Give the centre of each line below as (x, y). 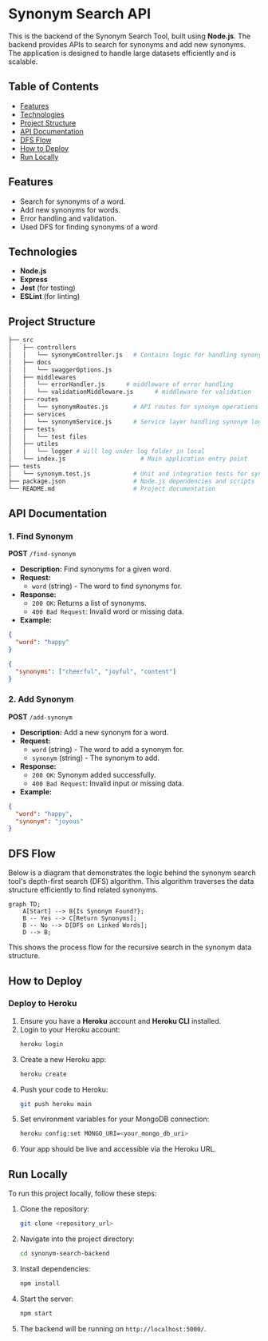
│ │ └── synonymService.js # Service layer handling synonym (128, 422)
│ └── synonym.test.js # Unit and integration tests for (128, 474)
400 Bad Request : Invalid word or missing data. (108, 611)
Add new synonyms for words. (70, 209)
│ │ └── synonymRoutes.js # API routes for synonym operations (134, 407)
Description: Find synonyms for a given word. (95, 569)
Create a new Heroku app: (63, 1059)
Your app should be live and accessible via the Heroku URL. (118, 1149)
